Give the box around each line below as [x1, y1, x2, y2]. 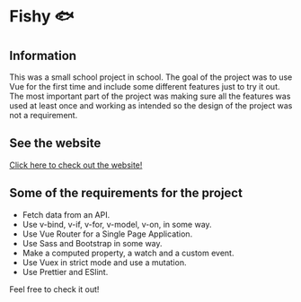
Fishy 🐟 [9, 6, 75, 27]
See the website [9, 135, 102, 151]
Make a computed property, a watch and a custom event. [22, 247, 235, 258]
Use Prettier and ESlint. [22, 266, 109, 277]
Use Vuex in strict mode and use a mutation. [22, 256, 187, 268]
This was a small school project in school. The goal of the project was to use [9, 72, 293, 82]
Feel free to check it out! [9, 283, 100, 295]
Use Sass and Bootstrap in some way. [22, 237, 164, 248]
